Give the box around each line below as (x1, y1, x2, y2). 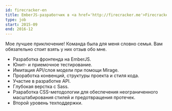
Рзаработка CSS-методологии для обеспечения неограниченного (12, 89, 158, 95)
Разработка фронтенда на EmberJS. (12, 56, 91, 62)
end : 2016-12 (5, 27, 33, 32)
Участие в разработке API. (12, 78, 71, 84)
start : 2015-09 (5, 22, 38, 27)
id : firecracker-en (5, 7, 47, 13)
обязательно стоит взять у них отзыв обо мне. (5, 46, 107, 52)
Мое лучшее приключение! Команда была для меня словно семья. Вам (5, 41, 163, 47)
